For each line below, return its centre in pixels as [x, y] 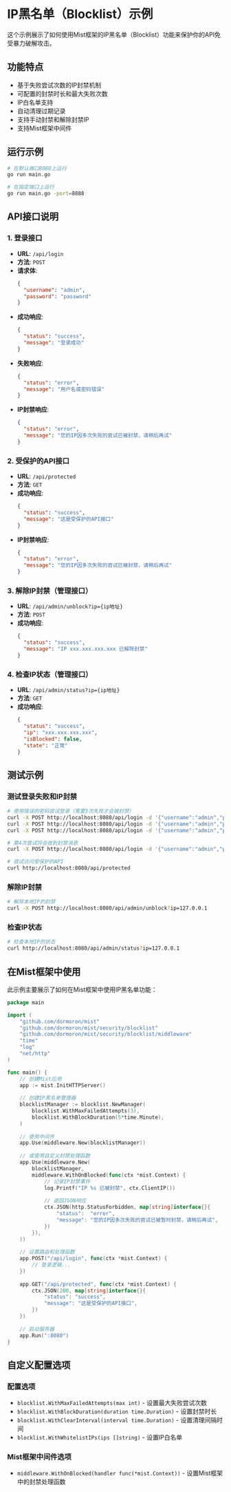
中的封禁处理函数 [41, 1482]
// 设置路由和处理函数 [47, 1252]
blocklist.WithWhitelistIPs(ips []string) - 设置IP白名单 [100, 1437]
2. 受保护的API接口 [38, 461]
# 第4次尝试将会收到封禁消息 [43, 843]
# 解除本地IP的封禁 [31, 902]
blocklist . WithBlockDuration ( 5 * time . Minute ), [98, 1117]
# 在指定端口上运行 [31, 187]
